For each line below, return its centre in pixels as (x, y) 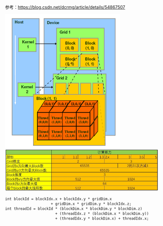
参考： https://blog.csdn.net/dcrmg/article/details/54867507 (65, 7)
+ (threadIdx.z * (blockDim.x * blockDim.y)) (102, 214)
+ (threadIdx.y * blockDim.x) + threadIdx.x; (102, 218)
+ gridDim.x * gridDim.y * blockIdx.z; (91, 204)
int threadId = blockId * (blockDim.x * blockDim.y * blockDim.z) (74, 209)
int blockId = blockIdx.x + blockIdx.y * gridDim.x (58, 199)
